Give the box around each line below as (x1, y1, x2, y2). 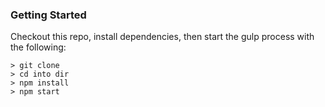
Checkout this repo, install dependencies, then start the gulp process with (10, 31, 315, 43)
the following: (10, 41, 67, 53)
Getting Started (10, 8, 87, 22)
